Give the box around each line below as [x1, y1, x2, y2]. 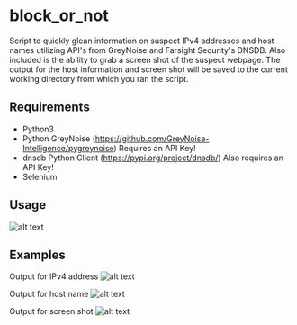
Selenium [22, 171, 58, 182]
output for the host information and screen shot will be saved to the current [9, 64, 288, 75]
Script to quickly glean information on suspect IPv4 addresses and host [9, 35, 274, 46]
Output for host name [9, 289, 89, 300]
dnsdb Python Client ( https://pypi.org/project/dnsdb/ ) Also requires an [22, 152, 283, 163]
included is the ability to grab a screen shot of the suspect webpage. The [9, 54, 281, 65]
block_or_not [9, 5, 110, 26]
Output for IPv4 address [9, 271, 99, 282]
